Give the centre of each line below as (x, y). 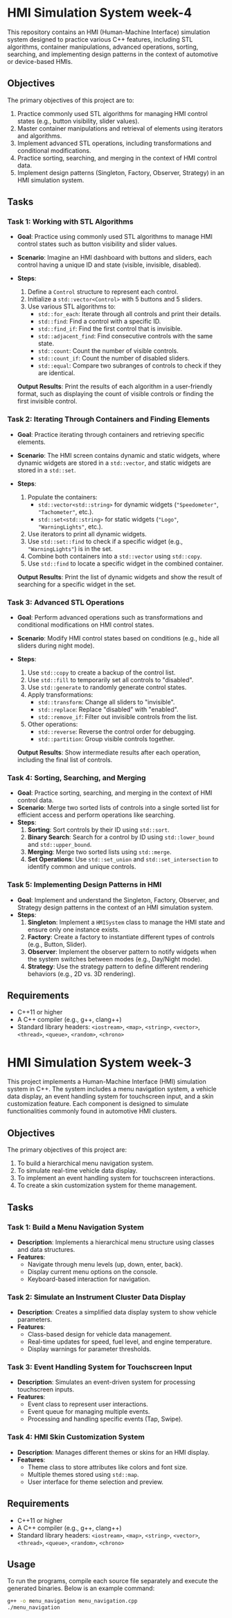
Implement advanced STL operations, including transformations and (114, 143)
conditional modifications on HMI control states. (86, 625)
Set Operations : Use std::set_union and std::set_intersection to (123, 859)
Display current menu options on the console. (92, 1271)
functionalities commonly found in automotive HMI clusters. (92, 1111)
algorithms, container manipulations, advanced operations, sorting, (103, 47)
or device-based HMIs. (40, 61)
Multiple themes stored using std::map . (83, 1474)
